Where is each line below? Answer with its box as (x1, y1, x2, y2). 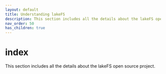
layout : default (5, 7, 39, 12)
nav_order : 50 (5, 21, 35, 26)
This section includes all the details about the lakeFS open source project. (5, 63, 156, 69)
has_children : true (5, 26, 45, 31)
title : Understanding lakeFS (5, 12, 65, 17)
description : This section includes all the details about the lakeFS (5, 16, 154, 21)
